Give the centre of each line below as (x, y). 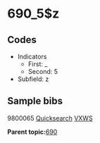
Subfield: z (33, 79)
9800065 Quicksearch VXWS (50, 118)
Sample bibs (35, 101)
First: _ (38, 64)
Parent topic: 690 (32, 132)
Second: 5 (43, 71)
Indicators (32, 56)
